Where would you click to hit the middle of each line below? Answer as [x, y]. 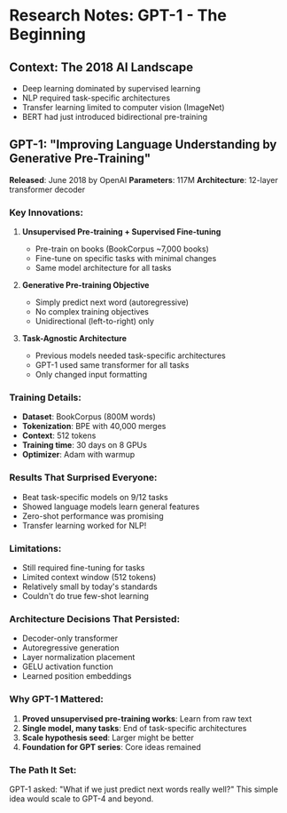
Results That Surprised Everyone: [83, 478]
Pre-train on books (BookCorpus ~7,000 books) [122, 249]
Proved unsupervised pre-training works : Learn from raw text [137, 718]
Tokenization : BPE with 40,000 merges [94, 426]
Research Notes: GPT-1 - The [118, 16]
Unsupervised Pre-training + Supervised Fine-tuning [121, 232]
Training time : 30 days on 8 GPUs [85, 445]
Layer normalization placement [78, 658]
